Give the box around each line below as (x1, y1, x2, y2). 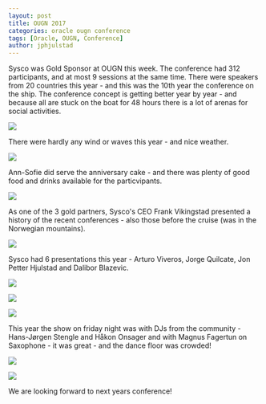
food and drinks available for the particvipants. (8, 176, 163, 186)
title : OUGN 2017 (8, 19, 66, 27)
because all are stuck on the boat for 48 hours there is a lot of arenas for (8, 98, 248, 108)
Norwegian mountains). (8, 224, 86, 234)
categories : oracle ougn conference (8, 27, 131, 35)
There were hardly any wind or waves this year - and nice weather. (8, 137, 229, 147)
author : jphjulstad (8, 42, 74, 50)
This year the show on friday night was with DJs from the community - (8, 324, 242, 333)
